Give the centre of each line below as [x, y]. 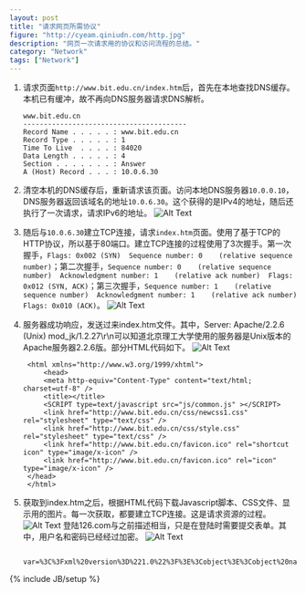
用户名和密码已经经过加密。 [91, 536]
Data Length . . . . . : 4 [74, 156]
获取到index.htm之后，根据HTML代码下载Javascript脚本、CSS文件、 [153, 502]
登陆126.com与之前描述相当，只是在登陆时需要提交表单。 [170, 525]
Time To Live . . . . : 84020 [82, 148]
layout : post [34, 18]
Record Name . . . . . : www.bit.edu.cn [100, 132]
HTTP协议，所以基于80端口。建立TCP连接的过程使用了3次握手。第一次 [157, 244]
